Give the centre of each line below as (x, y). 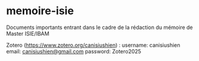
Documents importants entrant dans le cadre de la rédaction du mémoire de (99, 27)
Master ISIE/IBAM (28, 33)
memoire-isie (40, 11)
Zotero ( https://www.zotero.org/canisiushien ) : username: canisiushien (93, 45)
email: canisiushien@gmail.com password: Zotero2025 (74, 51)
